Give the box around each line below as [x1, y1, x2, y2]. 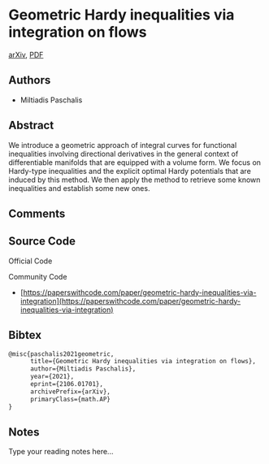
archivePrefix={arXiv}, [29, 388, 111, 396]
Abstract [8, 119, 54, 132]
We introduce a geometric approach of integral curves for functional [8, 140, 237, 150]
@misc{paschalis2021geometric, [8, 349, 115, 358]
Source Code [8, 234, 76, 249]
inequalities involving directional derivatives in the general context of [8, 149, 239, 158]
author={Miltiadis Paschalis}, [29, 365, 137, 373]
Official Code [8, 256, 53, 266]
